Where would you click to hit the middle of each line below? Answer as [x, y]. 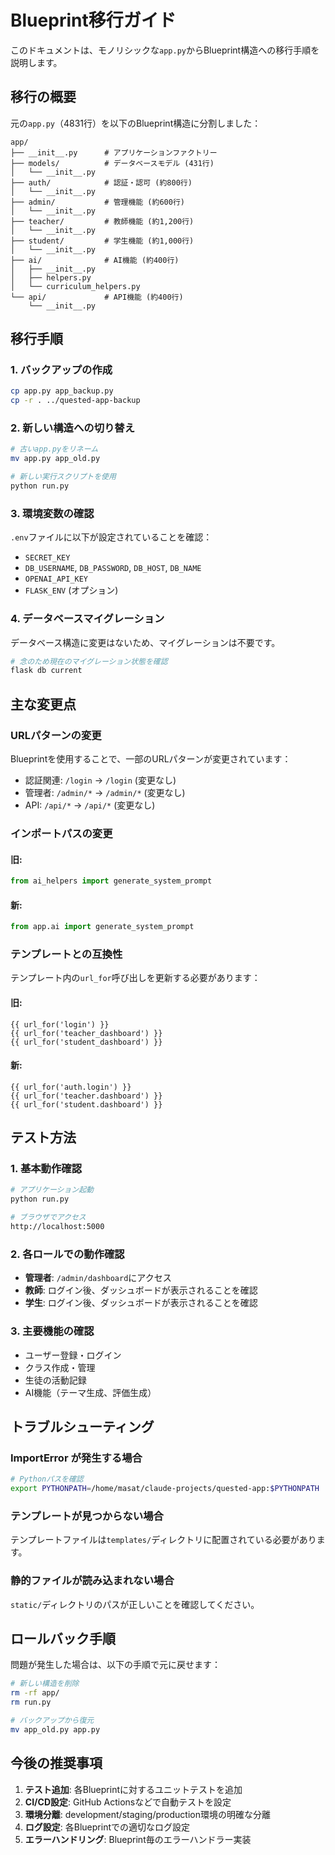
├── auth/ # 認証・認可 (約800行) [101, 182]
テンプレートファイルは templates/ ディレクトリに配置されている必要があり [163, 1540]
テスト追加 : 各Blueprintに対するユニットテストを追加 [133, 1789]
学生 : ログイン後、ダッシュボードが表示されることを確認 [141, 1303]
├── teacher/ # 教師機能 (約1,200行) [102, 221]
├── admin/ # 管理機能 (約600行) [97, 202]
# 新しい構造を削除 [45, 1684]
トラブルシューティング [82, 1426]
